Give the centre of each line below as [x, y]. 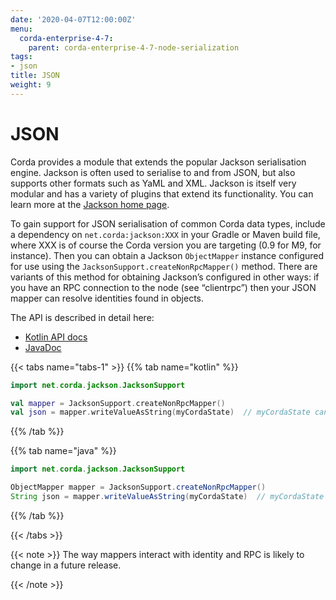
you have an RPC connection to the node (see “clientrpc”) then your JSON [163, 287]
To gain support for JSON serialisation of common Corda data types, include [168, 223]
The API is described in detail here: [82, 317]
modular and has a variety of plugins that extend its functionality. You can [162, 193]
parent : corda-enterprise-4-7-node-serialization [134, 47]
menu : [21, 29]
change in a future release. [66, 565]
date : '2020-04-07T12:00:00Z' [73, 19]
